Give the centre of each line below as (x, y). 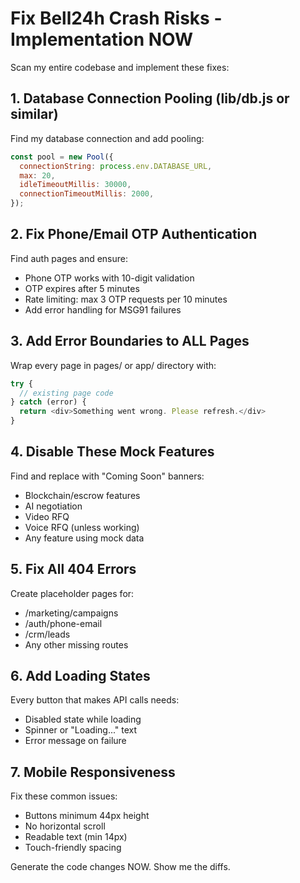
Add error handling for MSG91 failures (103, 309)
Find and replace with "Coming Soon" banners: (107, 476)
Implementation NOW (102, 39)
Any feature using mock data (84, 538)
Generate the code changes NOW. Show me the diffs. (120, 867)
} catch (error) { (48, 402)
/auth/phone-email (63, 623)
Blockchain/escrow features (82, 495)
